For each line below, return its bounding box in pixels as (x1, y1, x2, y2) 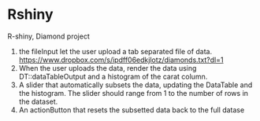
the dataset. (18, 97, 58, 106)
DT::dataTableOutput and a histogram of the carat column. (18, 71, 208, 81)
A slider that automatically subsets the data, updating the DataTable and (18, 80, 253, 90)
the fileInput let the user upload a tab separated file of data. (18, 46, 213, 56)
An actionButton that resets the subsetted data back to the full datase (18, 104, 245, 115)
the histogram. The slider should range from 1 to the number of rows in (18, 88, 249, 97)
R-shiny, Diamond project (7, 31, 90, 41)
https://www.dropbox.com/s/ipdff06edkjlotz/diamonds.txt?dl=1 (18, 55, 224, 64)
